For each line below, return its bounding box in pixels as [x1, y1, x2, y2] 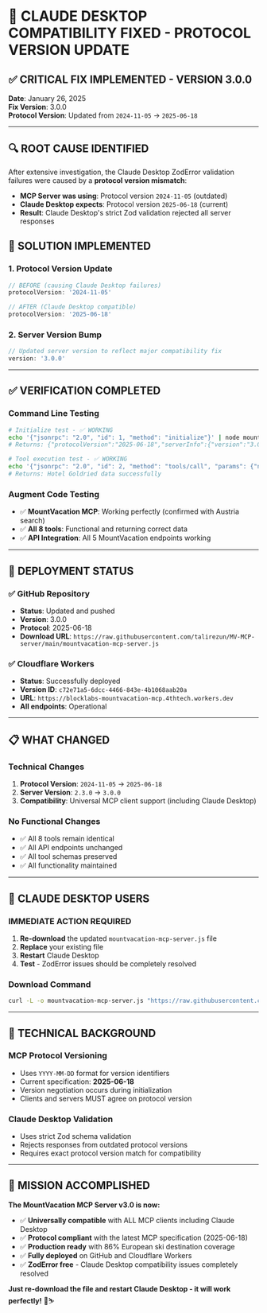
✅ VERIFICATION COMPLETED [8, 384, 161, 398]
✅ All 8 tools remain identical [19, 834, 115, 844]
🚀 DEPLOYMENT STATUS [8, 564, 134, 577]
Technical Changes [8, 761, 85, 772]
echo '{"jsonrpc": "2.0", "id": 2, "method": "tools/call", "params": [8, 463, 247, 471]
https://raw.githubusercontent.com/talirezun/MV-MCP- [73, 632, 256, 641]
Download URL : [19, 631, 72, 641]
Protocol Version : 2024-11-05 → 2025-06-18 [19, 779, 163, 788]
